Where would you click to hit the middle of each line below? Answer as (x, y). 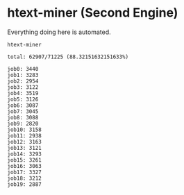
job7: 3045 (23, 111)
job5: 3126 (23, 99)
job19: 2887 (24, 184)
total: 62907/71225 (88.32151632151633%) (68, 57)
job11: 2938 (24, 136)
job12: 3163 (24, 142)
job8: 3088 (23, 117)
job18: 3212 (24, 178)
